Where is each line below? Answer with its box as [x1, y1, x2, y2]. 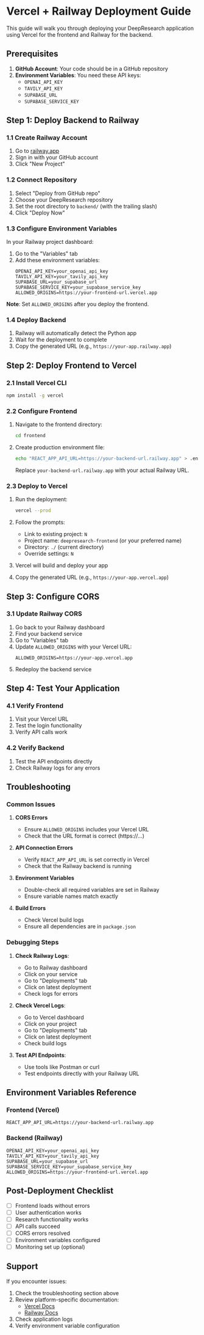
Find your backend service [15, 630, 83, 637]
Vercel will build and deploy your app [15, 562, 108, 569]
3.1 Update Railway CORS [6, 609, 82, 618]
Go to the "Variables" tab [15, 250, 78, 257]
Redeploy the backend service [15, 665, 92, 673]
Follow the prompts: [15, 518, 65, 526]
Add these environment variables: [15, 257, 100, 264]
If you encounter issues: [6, 1278, 67, 1285]
